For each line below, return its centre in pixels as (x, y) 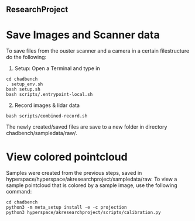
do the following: (26, 57)
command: (19, 192)
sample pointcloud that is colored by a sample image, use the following (92, 185)
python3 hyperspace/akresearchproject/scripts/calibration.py (83, 213)
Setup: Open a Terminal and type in (57, 68)
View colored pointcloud (67, 157)
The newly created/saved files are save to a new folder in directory (87, 127)
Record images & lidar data (47, 105)
